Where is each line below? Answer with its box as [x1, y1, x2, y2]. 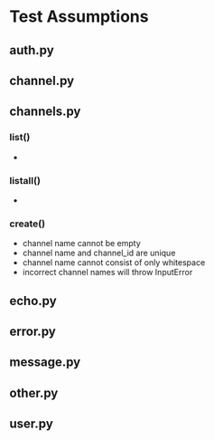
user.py [9, 416, 54, 432]
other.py [9, 385, 59, 400]
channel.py [9, 72, 75, 88]
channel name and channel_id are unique [22, 247, 176, 259]
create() [9, 217, 46, 230]
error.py [9, 324, 56, 340]
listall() [9, 174, 41, 187]
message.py [9, 355, 81, 370]
